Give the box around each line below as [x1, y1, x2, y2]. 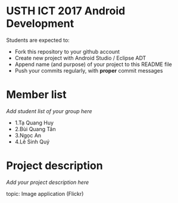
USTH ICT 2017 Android [6, 4, 126, 18]
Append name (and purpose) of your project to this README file [14, 61, 173, 68]
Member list [6, 88, 67, 102]
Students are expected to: [6, 36, 70, 43]
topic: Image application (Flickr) [6, 190, 84, 197]
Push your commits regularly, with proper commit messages [14, 67, 163, 74]
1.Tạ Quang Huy [14, 119, 54, 126]
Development [6, 17, 74, 30]
